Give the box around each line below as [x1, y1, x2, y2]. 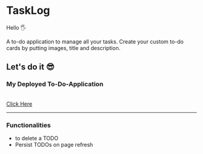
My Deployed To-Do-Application [6, 80, 104, 88]
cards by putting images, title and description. [6, 44, 121, 51]
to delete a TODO [14, 134, 59, 142]
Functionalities [6, 121, 51, 129]
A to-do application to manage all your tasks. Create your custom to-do [6, 37, 184, 45]
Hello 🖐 [6, 24, 27, 31]
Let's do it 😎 [6, 62, 55, 72]
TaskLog [6, 4, 50, 18]
